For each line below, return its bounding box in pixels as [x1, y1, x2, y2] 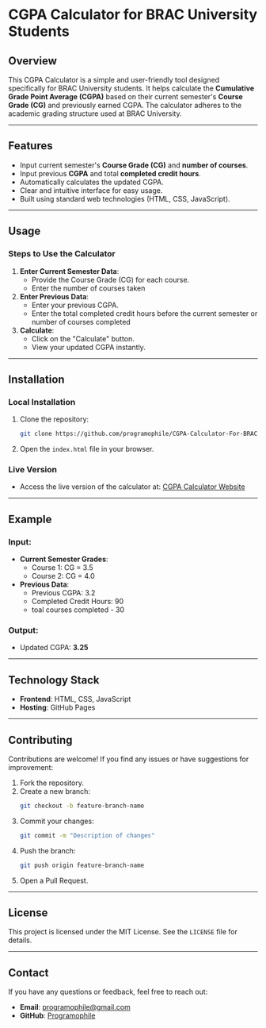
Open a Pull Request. [19, 876, 89, 885]
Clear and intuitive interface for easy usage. [19, 185, 163, 195]
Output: [8, 625, 39, 636]
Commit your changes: [19, 816, 94, 826]
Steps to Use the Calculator [8, 248, 116, 260]
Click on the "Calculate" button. [31, 333, 135, 343]
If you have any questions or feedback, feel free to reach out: [8, 987, 208, 997]
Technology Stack [8, 673, 100, 687]
